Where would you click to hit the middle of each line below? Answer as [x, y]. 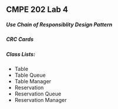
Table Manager [33, 81]
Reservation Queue [38, 94]
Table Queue [30, 75]
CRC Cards [20, 39]
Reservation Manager [41, 100]
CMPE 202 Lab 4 [37, 10]
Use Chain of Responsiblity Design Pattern [59, 24]
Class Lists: [21, 54]
